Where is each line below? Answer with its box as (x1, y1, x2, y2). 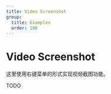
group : (6, 14, 22, 20)
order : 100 (11, 25, 38, 31)
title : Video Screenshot (6, 8, 67, 15)
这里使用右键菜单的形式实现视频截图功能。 (6, 70, 109, 78)
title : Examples (11, 19, 51, 25)
